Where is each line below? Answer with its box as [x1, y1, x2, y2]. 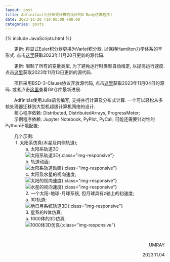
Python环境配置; [5, 123, 39, 129]
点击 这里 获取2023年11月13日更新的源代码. [5, 69, 93, 76]
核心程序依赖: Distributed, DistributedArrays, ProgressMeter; [14, 110, 140, 116]
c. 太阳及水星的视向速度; [25, 171, 77, 177]
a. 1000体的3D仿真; [25, 216, 66, 222]
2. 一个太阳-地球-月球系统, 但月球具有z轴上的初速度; [25, 191, 135, 197]
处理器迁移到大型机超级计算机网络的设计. [9, 103, 96, 109]
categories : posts [5, 21, 44, 27]
